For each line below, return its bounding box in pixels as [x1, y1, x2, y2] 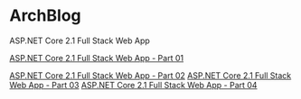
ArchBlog [9, 5, 81, 26]
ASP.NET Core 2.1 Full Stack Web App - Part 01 [9, 52, 183, 63]
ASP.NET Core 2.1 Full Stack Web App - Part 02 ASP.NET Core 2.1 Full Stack [9, 69, 292, 81]
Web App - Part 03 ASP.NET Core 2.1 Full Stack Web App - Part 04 [9, 79, 258, 90]
